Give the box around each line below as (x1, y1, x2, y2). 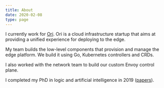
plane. (5, 67, 19, 73)
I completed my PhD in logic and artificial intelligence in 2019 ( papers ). (5, 77, 155, 83)
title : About (5, 7, 33, 13)
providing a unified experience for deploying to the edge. (5, 36, 126, 42)
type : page (5, 17, 29, 22)
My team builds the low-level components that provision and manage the (5, 47, 159, 53)
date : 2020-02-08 (5, 12, 43, 17)
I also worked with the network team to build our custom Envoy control (5, 62, 155, 68)
